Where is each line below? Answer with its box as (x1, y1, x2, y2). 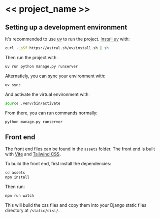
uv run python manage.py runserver (5, 64, 78, 69)
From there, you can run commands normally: (5, 110, 97, 116)
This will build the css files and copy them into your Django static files (5, 202, 147, 208)
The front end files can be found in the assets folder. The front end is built (5, 146, 155, 152)
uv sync (5, 82, 21, 87)
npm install (5, 175, 30, 180)
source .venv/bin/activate (5, 101, 61, 106)
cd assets (5, 170, 26, 175)
